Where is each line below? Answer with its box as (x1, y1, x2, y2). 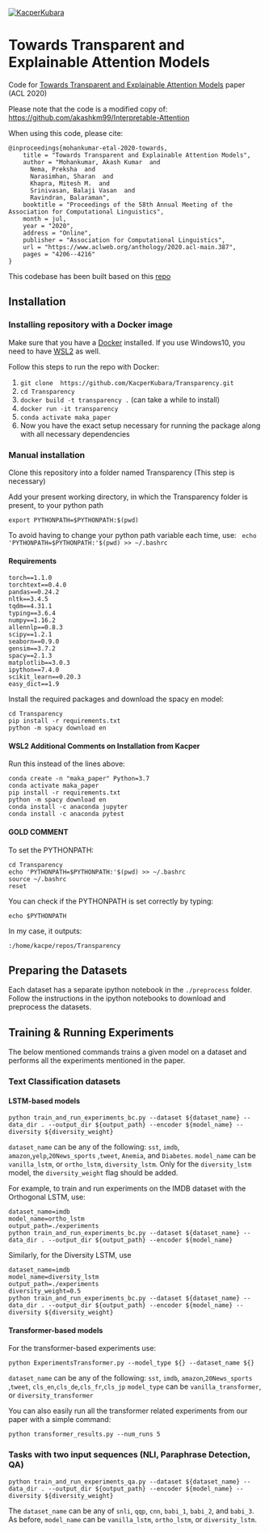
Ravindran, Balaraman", (29, 193, 111, 201)
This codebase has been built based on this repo (8, 271, 171, 281)
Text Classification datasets (8, 1076, 121, 1087)
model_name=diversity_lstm (8, 1273, 99, 1281)
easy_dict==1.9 (8, 680, 60, 688)
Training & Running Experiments (8, 1026, 174, 1039)
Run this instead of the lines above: (8, 759, 125, 768)
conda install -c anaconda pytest (8, 810, 125, 819)
